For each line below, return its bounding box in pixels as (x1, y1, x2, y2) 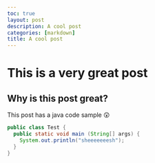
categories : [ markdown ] (7, 29, 76, 36)
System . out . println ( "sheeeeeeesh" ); (19, 137, 125, 144)
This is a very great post (7, 65, 148, 81)
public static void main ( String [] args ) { (13, 131, 140, 138)
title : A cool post (7, 36, 63, 43)
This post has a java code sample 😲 (7, 111, 110, 119)
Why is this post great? (7, 92, 108, 104)
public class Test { (7, 124, 67, 131)
